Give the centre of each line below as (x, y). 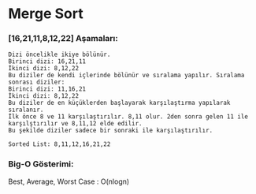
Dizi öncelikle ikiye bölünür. (59, 55)
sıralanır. (26, 110)
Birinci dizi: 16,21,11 (47, 62)
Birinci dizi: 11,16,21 (47, 89)
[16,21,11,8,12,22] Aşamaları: (63, 39)
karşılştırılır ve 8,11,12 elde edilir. (76, 124)
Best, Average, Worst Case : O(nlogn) (69, 181)
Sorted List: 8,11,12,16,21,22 (59, 144)
